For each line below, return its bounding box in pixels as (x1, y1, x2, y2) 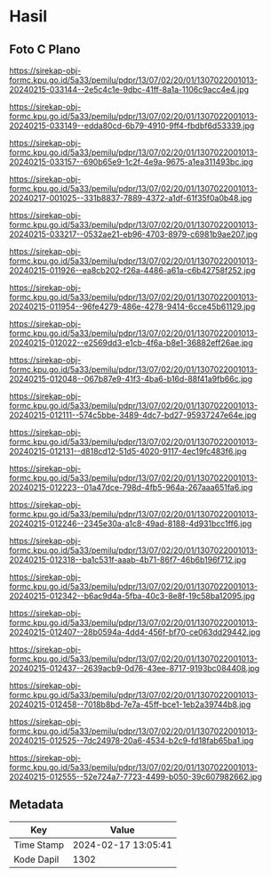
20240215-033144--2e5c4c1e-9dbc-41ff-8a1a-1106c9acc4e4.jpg (9, 85, 250, 94)
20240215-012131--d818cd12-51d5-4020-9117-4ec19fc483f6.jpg (9, 446, 247, 456)
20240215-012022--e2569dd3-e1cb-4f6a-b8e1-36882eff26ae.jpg (9, 337, 253, 348)
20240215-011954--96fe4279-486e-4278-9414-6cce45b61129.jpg (9, 301, 256, 312)
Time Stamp (13, 839, 65, 851)
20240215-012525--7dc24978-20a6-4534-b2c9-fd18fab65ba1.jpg (9, 735, 254, 745)
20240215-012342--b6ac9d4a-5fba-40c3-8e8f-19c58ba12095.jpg (9, 590, 256, 601)
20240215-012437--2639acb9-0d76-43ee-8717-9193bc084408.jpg (9, 663, 260, 673)
